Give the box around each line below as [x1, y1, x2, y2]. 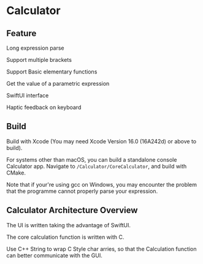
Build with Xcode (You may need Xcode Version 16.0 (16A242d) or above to [6, 137, 197, 145]
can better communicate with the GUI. [6, 252, 102, 259]
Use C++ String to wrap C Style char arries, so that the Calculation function [6, 245, 197, 252]
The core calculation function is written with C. [6, 233, 124, 241]
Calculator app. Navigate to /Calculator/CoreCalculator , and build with [6, 162, 187, 170]
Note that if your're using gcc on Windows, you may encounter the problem [6, 181, 197, 188]
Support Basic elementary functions [6, 68, 98, 75]
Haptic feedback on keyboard [6, 104, 82, 111]
